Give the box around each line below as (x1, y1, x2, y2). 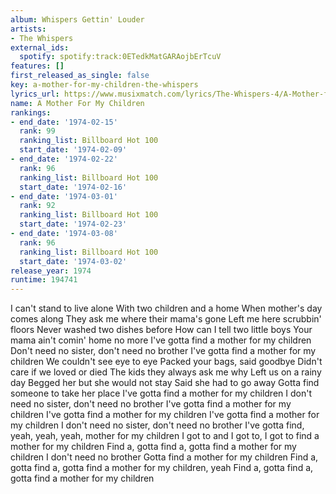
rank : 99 (19, 126, 56, 136)
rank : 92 (19, 201, 56, 211)
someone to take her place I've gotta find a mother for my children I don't (10, 387, 312, 400)
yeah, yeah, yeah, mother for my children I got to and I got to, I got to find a (10, 430, 320, 442)
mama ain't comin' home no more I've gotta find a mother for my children (10, 334, 312, 346)
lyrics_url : (10, 89, 60, 99)
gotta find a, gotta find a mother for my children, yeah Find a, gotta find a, (10, 462, 314, 474)
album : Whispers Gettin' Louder (10, 14, 145, 25)
